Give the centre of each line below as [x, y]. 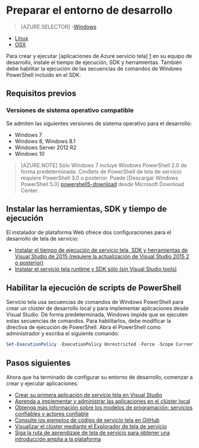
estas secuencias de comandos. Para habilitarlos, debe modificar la [89, 321]
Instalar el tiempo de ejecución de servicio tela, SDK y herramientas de [101, 250]
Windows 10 [30, 153]
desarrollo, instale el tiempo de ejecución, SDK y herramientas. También [94, 62]
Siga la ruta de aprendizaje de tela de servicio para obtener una [92, 433]
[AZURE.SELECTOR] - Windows [58, 27]
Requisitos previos [41, 93]
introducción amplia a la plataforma [58, 439]
